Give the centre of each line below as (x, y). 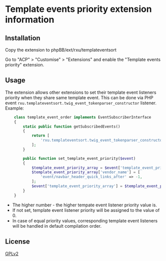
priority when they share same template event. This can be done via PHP (79, 97)
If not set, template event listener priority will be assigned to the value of (86, 210)
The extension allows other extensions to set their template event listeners (81, 92)
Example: (15, 108)
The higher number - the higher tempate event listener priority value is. (84, 205)
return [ (41, 136)
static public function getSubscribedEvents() (72, 127)
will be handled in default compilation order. (57, 226)
